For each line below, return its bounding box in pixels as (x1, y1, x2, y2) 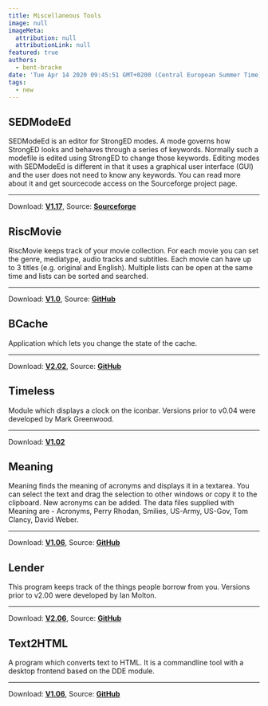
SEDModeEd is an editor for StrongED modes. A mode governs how (8, 136, 231, 146)
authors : (8, 57, 37, 65)
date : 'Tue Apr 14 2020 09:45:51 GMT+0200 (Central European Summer (8, 71, 241, 79)
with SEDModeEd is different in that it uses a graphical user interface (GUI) (8, 162, 254, 171)
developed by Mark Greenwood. (8, 414, 114, 423)
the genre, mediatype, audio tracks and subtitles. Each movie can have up (8, 254, 252, 264)
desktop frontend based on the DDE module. (8, 666, 156, 676)
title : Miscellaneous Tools (8, 11, 102, 20)
